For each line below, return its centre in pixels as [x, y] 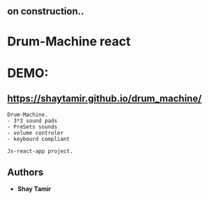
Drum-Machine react [69, 41]
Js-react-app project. [40, 151]
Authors [25, 172]
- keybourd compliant [39, 139]
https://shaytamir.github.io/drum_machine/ [104, 99]
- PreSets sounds [32, 127]
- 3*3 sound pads [32, 121]
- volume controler [36, 133]
